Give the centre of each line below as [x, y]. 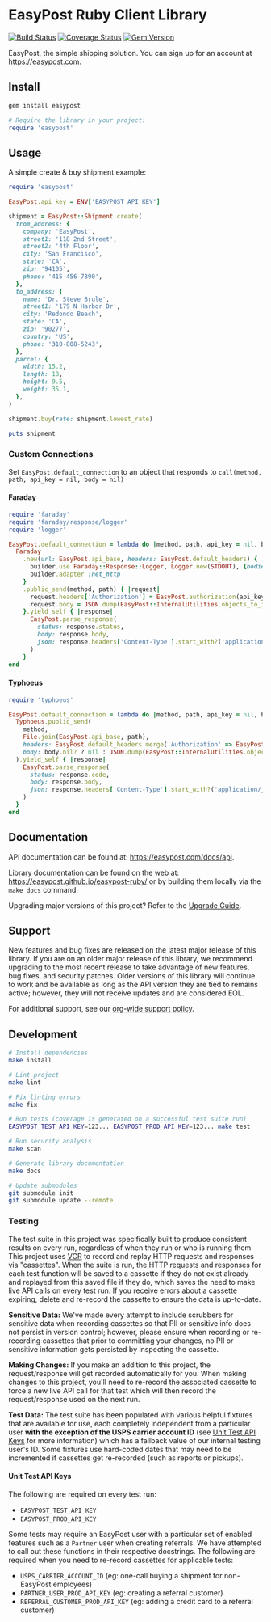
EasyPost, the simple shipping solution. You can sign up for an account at [130, 53]
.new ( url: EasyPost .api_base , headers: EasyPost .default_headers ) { [140, 560]
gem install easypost [45, 106]
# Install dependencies [48, 1053]
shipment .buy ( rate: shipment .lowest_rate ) [81, 419]
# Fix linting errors [45, 1097]
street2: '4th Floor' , [61, 247]
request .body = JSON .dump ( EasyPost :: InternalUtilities [124, 604]
